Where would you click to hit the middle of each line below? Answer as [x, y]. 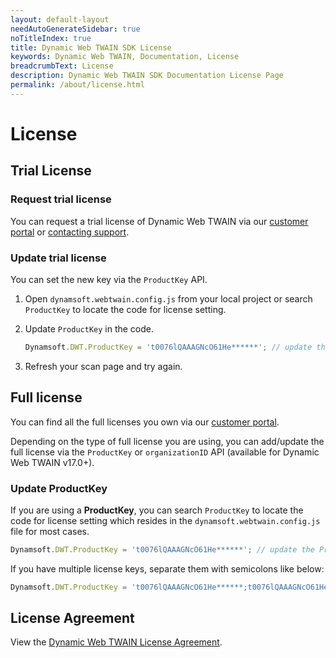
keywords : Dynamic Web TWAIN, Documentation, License [125, 57]
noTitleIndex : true [51, 38]
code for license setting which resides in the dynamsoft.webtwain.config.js [165, 520]
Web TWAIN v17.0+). [52, 462]
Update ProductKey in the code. [89, 328]
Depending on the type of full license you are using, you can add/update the [167, 441]
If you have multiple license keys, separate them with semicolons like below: [167, 568]
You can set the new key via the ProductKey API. [109, 279]
